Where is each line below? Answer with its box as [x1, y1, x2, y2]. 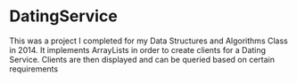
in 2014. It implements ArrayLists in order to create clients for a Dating [9, 44, 266, 55]
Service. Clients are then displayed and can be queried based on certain [9, 54, 275, 64]
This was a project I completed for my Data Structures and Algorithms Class [9, 35, 288, 46]
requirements [9, 64, 59, 74]
